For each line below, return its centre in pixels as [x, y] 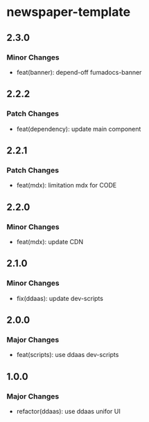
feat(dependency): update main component [79, 129]
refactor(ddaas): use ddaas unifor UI [68, 411]
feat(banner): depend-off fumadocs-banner [79, 72]
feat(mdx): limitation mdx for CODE [67, 185]
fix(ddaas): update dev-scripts [60, 298]
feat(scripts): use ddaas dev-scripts [68, 355]
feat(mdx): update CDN [50, 241]
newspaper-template [69, 12]
